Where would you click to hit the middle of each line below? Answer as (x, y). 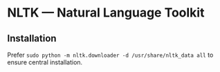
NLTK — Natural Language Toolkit (106, 13)
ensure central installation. (45, 62)
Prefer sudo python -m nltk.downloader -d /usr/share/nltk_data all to (110, 55)
